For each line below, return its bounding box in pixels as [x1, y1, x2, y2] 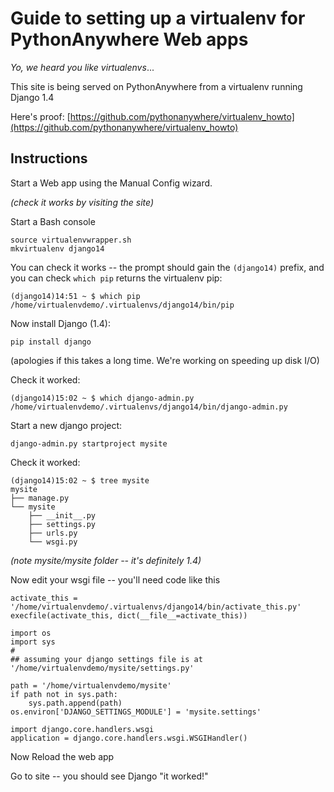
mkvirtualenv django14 [10, 243, 105, 254]
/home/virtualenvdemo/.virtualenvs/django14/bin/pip [10, 300, 235, 310]
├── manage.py [10, 493, 70, 503]
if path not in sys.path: [10, 689, 118, 699]
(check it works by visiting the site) [10, 196, 155, 208]
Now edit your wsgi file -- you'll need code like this [10, 573, 221, 586]
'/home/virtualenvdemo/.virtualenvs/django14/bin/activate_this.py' [10, 602, 302, 612]
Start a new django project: [10, 419, 123, 431]
